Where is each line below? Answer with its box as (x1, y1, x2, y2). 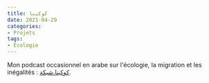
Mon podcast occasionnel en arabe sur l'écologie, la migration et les (7, 61, 202, 69)
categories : (7, 23, 42, 29)
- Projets (7, 29, 36, 36)
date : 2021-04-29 (7, 16, 57, 23)
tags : (7, 36, 23, 43)
